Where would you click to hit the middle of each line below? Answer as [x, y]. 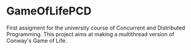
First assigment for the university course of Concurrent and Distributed [96, 28]
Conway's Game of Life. [37, 40]
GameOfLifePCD [49, 11]
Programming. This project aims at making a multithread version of [90, 34]
